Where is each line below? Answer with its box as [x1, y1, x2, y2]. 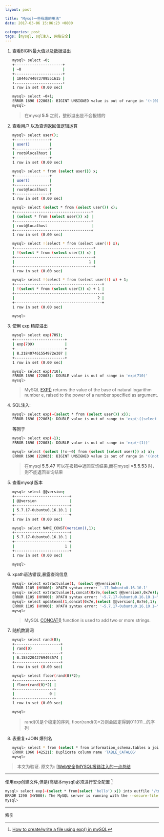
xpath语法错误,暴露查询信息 [12, 571, 68, 577]
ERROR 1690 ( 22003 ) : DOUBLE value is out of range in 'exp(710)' [12, 373, 148, 379]
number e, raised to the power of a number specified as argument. [24, 392, 159, 398]
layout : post [5, 7, 32, 12]
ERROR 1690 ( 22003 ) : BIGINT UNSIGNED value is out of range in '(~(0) [12, 98, 159, 103]
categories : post [5, 29, 41, 34]
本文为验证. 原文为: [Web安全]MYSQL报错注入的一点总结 [17, 764, 131, 769]
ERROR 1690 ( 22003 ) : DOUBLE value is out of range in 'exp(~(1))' [12, 440, 150, 445]
